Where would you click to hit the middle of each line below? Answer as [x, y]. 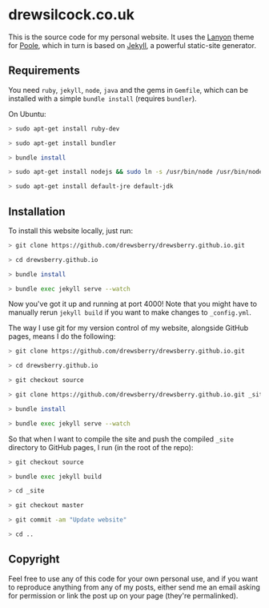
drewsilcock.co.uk [71, 15]
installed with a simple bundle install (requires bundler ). [103, 99]
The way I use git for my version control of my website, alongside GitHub [128, 328]
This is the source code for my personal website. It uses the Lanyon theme [131, 37]
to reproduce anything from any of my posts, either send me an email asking [134, 587]
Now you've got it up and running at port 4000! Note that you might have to [133, 304]
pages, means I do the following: [62, 336]
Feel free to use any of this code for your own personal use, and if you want [133, 578]
